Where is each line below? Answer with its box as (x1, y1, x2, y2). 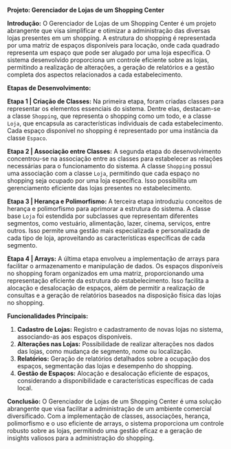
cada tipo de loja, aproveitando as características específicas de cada (7, 234, 206, 242)
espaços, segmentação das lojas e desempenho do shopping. (16, 362, 194, 370)
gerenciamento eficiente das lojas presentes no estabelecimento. (7, 184, 192, 192)
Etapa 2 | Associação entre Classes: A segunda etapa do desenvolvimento (7, 148, 221, 155)
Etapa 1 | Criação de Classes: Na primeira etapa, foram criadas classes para (7, 97, 224, 106)
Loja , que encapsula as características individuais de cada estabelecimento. (7, 119, 223, 127)
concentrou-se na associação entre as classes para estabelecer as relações (7, 154, 223, 163)
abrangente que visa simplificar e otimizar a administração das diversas (7, 27, 211, 34)
